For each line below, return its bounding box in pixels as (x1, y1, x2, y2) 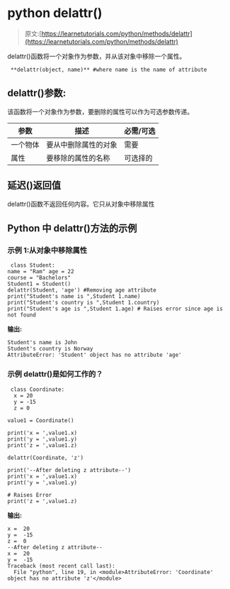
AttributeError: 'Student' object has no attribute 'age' (7, 351, 182, 359)
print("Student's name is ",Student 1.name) (7, 293, 141, 300)
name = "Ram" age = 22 (7, 268, 74, 275)
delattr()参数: (7, 87, 67, 99)
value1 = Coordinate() (7, 417, 74, 424)
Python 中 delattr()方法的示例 (7, 222, 137, 234)
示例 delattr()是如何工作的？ (7, 369, 103, 379)
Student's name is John (7, 339, 78, 346)
